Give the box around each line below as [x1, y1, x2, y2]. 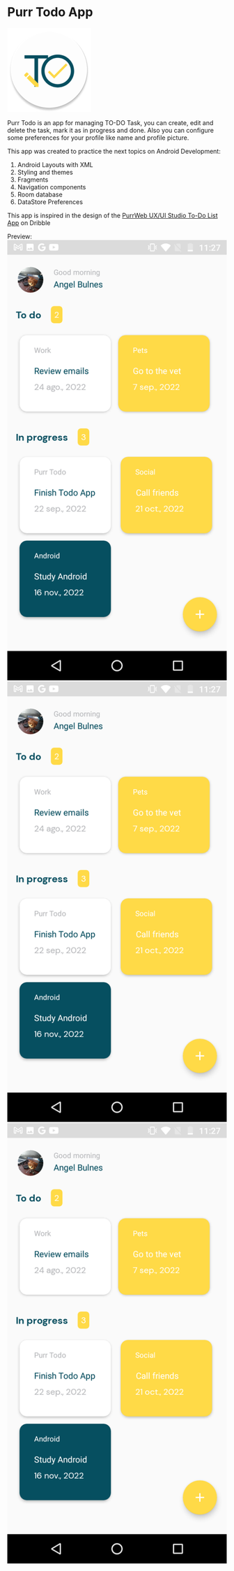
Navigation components [17, 182, 86, 191]
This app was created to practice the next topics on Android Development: [7, 147, 221, 155]
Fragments [17, 175, 49, 184]
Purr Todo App [7, 4, 93, 20]
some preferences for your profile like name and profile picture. [7, 133, 189, 142]
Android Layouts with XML [17, 160, 93, 168]
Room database [17, 190, 63, 198]
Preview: [7, 232, 33, 240]
